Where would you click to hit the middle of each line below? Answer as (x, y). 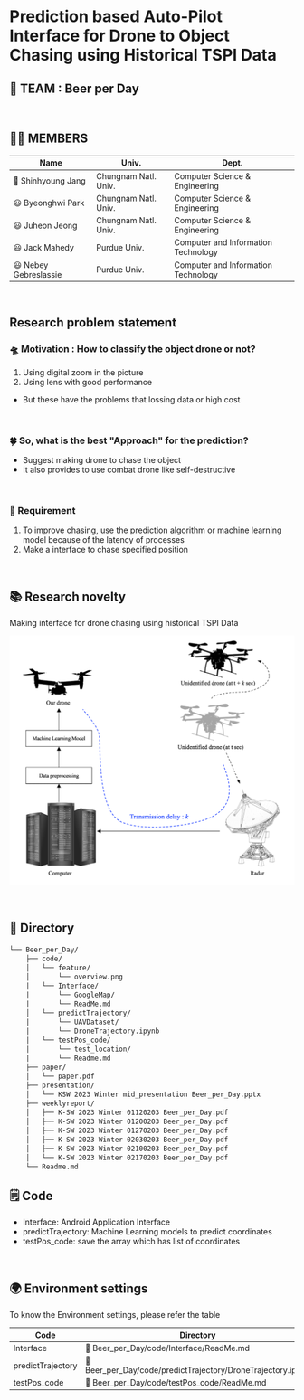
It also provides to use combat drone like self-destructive (129, 470)
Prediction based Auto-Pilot (116, 17)
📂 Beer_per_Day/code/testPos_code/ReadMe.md (176, 1383)
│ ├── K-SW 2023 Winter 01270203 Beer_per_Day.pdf (127, 1131)
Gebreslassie (38, 274)
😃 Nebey (31, 265)
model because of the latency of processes (104, 540)
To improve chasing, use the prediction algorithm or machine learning (152, 530)
